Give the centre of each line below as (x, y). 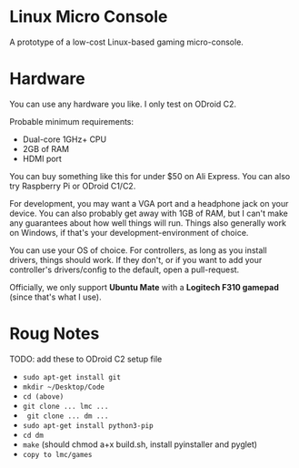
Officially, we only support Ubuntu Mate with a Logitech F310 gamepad (145, 287)
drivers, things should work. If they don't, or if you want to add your (136, 259)
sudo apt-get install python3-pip (88, 425)
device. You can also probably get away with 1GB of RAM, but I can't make (149, 213)
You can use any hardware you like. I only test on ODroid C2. (123, 104)
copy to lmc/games (57, 454)
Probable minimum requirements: (72, 121)
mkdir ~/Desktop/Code (63, 387)
